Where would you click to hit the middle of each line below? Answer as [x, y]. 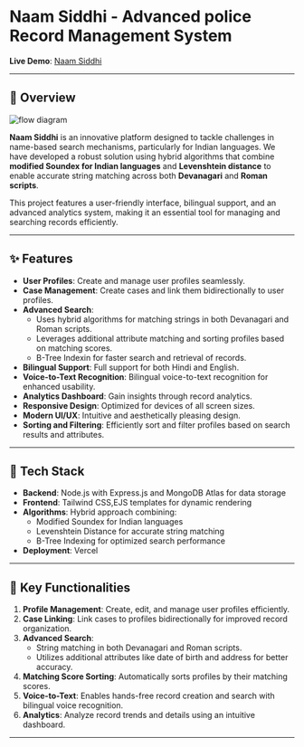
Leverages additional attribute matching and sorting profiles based [160, 338]
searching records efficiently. [64, 222]
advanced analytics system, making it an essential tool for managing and [145, 212]
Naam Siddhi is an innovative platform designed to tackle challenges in [142, 137]
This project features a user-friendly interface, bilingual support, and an [143, 203]
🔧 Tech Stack [47, 471]
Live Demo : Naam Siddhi [56, 61]
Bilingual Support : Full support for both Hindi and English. [131, 367]
